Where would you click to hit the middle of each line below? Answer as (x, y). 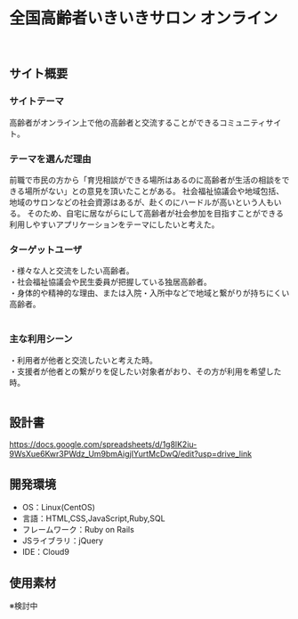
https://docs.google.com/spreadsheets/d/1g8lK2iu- (103, 444)
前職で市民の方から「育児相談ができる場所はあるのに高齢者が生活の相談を (145, 180)
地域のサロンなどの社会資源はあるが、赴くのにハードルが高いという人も (141, 202)
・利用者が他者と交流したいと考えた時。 (83, 360)
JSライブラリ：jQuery (63, 541)
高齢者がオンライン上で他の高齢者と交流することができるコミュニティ (137, 122)
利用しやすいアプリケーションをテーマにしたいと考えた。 (114, 224)
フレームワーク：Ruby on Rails (78, 530)
